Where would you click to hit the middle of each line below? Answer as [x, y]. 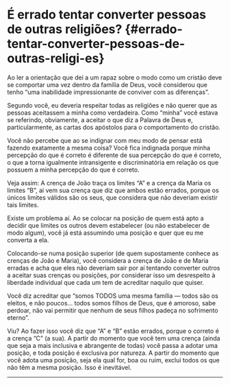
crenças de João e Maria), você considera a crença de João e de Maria [108, 260]
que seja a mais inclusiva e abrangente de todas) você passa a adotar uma [112, 345]
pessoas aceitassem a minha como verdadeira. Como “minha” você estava [113, 113]
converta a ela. [28, 240]
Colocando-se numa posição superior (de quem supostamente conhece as [113, 253]
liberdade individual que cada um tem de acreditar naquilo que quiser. [105, 282]
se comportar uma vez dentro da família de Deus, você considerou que [107, 84]
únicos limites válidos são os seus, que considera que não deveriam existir [112, 197]
